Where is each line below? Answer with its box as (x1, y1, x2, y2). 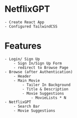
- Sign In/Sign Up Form (13, 60, 62, 66)
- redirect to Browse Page (13, 65, 69, 70)
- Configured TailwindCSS (4, 24, 57, 29)
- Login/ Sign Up (4, 57, 40, 61)
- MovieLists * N (30, 95, 67, 100)
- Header (13, 74, 31, 79)
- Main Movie (13, 78, 40, 83)
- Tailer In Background (22, 82, 71, 87)
